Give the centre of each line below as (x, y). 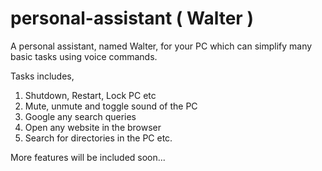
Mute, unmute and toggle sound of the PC (111, 106)
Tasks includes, (42, 76)
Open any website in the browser (93, 127)
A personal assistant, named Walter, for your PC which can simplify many (161, 46)
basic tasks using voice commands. (84, 56)
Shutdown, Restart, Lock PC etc (90, 95)
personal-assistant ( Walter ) (132, 18)
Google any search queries (80, 116)
